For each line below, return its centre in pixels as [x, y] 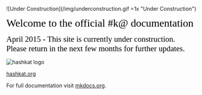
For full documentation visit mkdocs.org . [56, 85]
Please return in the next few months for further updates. [96, 48]
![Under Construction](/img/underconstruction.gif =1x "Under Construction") [101, 9]
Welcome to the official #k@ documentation [100, 23]
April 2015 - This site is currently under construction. [91, 39]
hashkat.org [21, 74]
